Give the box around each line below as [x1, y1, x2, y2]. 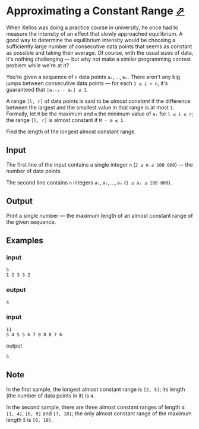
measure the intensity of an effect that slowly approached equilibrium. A [6, 30, 183, 37]
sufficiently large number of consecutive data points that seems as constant [6, 43, 192, 50]
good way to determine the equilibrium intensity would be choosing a [6, 36, 176, 43]
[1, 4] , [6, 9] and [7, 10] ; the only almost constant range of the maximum [6, 409, 192, 417]
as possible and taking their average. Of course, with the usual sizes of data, [6, 49, 194, 56]
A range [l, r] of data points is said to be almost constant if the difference [6, 97, 191, 105]
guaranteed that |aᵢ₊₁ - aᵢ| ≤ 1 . [6, 86, 89, 93]
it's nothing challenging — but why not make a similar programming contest [6, 55, 191, 62]
